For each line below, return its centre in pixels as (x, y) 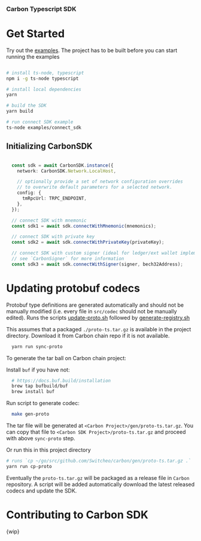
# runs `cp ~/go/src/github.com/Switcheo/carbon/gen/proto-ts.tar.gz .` (99, 461)
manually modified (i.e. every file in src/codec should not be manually (92, 311)
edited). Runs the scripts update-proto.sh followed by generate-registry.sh (98, 318)
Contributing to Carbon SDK (77, 515)
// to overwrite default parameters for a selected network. (95, 188)
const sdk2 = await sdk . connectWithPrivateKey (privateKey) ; (88, 242)
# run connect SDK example (40, 122)
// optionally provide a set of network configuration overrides (100, 182)
